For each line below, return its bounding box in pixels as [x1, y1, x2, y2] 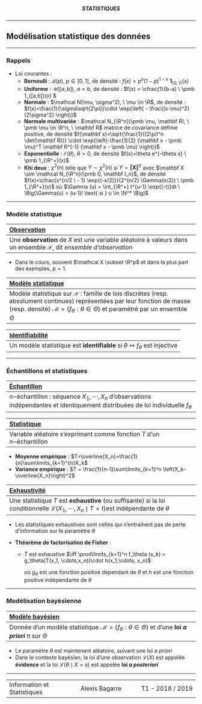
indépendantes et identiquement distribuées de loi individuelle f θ [9, 401, 192, 411]
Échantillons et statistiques [6, 367, 88, 375]
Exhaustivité [9, 486, 46, 494]
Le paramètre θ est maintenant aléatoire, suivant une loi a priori [14, 647, 173, 654]
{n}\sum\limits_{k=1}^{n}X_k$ [14, 459, 88, 466]
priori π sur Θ [9, 632, 47, 640]
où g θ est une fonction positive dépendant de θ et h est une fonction [23, 568, 194, 577]
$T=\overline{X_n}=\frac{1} [70, 453, 138, 460]
